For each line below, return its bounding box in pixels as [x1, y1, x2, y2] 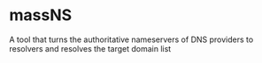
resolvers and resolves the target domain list [9, 43, 172, 53]
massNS [9, 5, 73, 25]
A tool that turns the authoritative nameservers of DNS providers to [9, 34, 254, 45]
